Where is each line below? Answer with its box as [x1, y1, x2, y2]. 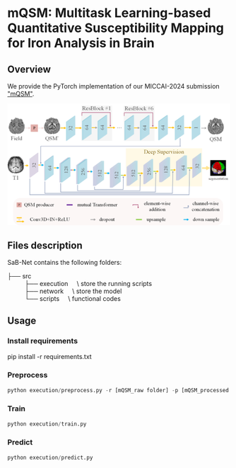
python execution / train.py [7, 421, 87, 428]
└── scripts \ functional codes [24, 294, 122, 302]
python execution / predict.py [7, 455, 93, 462]
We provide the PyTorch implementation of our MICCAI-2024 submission [7, 82, 220, 90]
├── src [7, 271, 32, 280]
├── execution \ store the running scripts [24, 279, 153, 287]
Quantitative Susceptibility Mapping [7, 20, 225, 36]
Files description [7, 239, 83, 251]
